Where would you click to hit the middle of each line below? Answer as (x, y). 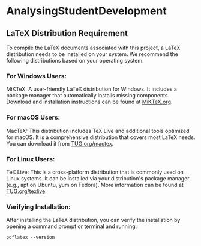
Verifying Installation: (38, 207)
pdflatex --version (31, 238)
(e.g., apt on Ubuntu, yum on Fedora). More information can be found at (95, 185)
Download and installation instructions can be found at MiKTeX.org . (89, 102)
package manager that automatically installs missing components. (88, 96)
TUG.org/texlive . (26, 191)
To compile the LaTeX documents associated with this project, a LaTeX (93, 48)
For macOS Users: (33, 117)
